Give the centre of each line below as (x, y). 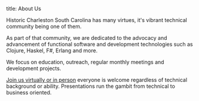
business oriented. (29, 92)
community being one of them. (44, 26)
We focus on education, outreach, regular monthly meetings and (85, 62)
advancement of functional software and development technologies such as (99, 44)
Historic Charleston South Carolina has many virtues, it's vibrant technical (97, 20)
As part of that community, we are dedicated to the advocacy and (87, 38)
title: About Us (24, 9)
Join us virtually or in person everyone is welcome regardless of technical (97, 80)
